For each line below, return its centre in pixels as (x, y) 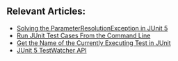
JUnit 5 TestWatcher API (51, 50)
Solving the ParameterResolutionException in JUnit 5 (92, 28)
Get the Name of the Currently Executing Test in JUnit (94, 43)
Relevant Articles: (46, 11)
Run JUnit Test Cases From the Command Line (83, 35)
